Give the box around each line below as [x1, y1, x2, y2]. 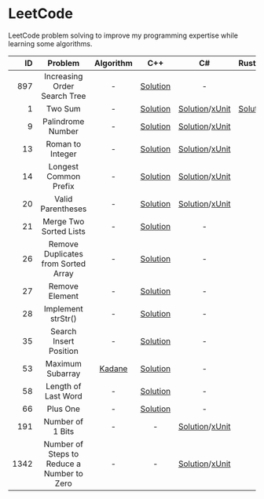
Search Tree [40, 90, 86, 101]
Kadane [99, 362, 128, 373]
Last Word [44, 390, 82, 401]
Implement [43, 303, 84, 314]
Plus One [46, 403, 81, 414]
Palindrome [42, 115, 85, 126]
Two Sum [46, 103, 81, 114]
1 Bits [53, 425, 75, 436]
